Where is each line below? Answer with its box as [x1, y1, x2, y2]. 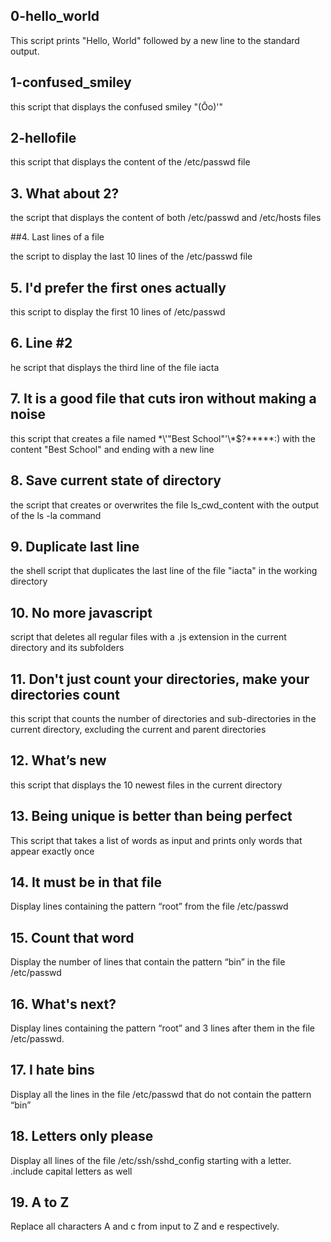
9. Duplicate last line [10, 538, 140, 555]
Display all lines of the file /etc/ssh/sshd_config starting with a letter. [10, 1154, 292, 1166]
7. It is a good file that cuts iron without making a [10, 390, 317, 408]
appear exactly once [10, 845, 95, 857]
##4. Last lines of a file [10, 231, 105, 243]
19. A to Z [10, 1194, 70, 1211]
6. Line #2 [10, 335, 73, 352]
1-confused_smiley [10, 74, 132, 91]
